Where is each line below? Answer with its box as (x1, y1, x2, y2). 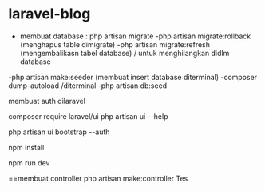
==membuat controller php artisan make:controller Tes (8, 173, 188, 183)
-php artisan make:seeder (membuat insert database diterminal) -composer (8, 72, 258, 82)
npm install (8, 142, 45, 152)
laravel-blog (8, 5, 91, 23)
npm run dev (8, 157, 50, 168)
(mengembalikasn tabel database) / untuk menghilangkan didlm (19, 48, 230, 58)
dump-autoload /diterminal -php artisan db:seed (8, 81, 168, 90)
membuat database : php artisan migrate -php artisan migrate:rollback (19, 31, 251, 41)
